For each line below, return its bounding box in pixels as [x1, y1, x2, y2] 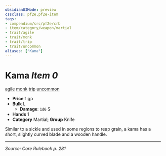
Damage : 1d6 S [19, 106, 51, 112]
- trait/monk [5, 35, 32, 40]
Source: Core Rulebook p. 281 [5, 146, 66, 152]
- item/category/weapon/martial [5, 26, 72, 31]
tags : [5, 16, 16, 21]
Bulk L [12, 101, 26, 107]
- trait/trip [5, 39, 32, 44]
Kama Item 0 [5, 70, 58, 81]
